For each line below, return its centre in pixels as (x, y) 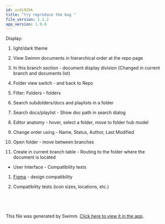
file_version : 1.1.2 (27, 19)
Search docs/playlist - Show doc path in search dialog (69, 113)
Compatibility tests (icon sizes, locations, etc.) (61, 187)
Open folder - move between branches (53, 142)
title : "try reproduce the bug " (41, 15)
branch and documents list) (42, 73)
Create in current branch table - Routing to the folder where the (79, 152)
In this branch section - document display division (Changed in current (87, 68)
